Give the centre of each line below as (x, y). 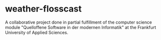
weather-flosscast (43, 9)
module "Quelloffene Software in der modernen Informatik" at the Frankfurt (80, 27)
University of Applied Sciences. (37, 32)
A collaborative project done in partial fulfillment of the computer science (79, 22)
